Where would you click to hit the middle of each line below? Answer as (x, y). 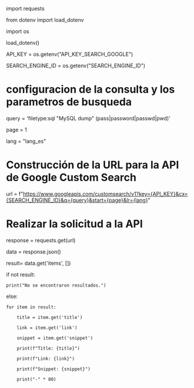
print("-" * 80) (37, 379)
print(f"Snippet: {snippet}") (54, 369)
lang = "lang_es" (26, 141)
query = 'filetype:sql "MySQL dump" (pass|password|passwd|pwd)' (88, 118)
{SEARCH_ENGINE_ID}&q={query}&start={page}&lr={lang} (77, 200)
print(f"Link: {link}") (46, 359)
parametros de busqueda (69, 102)
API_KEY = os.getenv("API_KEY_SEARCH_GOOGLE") (70, 54)
